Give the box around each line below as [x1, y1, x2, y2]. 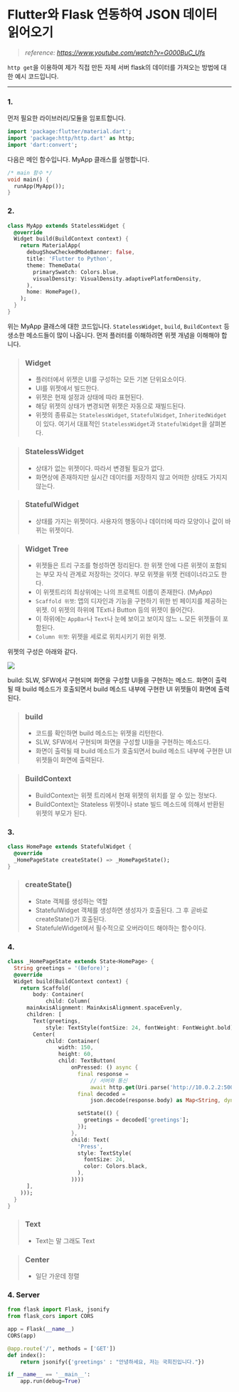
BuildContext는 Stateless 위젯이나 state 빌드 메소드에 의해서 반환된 [35, 800, 225, 808]
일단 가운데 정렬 [35, 1272, 80, 1280]
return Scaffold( [20, 984, 72, 992]
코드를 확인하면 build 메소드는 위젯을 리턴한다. [35, 729, 164, 738]
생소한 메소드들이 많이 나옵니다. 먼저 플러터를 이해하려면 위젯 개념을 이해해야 [7, 330, 221, 339]
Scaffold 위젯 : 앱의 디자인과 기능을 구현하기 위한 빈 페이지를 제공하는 [35, 597, 228, 605]
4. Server [7, 1289, 41, 1299]
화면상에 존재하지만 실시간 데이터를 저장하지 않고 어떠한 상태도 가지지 [35, 473, 228, 481]
